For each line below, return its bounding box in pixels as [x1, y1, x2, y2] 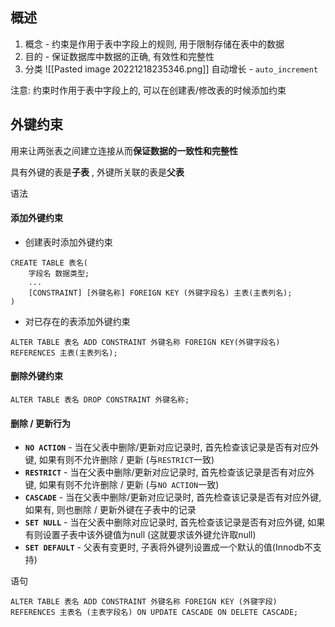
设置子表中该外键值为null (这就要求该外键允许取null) [42, 529, 257, 541]
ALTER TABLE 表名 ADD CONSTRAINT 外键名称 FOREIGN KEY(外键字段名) [10, 337, 281, 347]
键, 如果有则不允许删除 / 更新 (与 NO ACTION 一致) [24, 479, 220, 491]
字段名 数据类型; [28, 268, 90, 278]
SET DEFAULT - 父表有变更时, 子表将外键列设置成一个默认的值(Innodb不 [24, 541, 313, 553]
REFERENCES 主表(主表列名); [10, 348, 118, 358]
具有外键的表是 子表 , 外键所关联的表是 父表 [10, 166, 185, 178]
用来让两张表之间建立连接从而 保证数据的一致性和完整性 [10, 144, 238, 157]
